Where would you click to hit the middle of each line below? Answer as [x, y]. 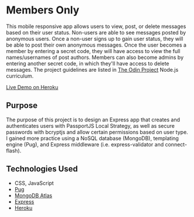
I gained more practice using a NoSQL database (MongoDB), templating [93, 138]
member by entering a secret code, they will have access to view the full [93, 51]
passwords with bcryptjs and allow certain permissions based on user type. [97, 132]
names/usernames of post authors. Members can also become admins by [95, 57]
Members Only [43, 10]
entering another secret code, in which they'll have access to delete [88, 63]
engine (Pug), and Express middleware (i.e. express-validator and [85, 144]
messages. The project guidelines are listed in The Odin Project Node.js [92, 69]
